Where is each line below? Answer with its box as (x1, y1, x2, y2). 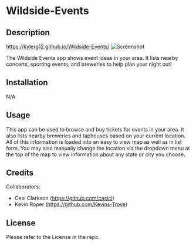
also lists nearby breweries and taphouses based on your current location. (6, 132, 186, 139)
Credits (6, 168, 34, 178)
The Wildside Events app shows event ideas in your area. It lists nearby (6, 55, 178, 61)
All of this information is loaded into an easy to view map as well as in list (6, 138, 182, 145)
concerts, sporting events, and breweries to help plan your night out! (6, 60, 172, 68)
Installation (6, 77, 48, 87)
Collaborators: (6, 183, 40, 190)
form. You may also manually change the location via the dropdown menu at (6, 144, 190, 151)
